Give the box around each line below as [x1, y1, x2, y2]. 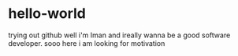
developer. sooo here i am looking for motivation [8, 38, 165, 47]
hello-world [8, 5, 87, 23]
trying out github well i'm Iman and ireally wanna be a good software [8, 30, 231, 40]
